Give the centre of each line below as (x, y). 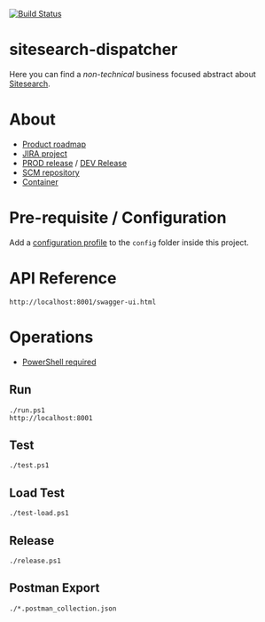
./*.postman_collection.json (63, 609)
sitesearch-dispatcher (94, 50)
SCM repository (51, 172)
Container (40, 181)
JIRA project (45, 153)
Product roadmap (54, 144)
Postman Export (55, 588)
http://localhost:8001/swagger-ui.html (83, 302)
